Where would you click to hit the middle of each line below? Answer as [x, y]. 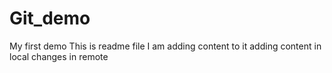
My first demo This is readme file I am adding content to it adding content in [165, 46]
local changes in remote [59, 56]
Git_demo [50, 18]
